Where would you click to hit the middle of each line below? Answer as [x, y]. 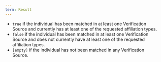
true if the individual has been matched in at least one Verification [79, 24]
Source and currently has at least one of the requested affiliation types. [84, 29]
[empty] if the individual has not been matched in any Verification [78, 50]
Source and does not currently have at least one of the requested [79, 39]
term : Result [18, 10]
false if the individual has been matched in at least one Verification [80, 34]
